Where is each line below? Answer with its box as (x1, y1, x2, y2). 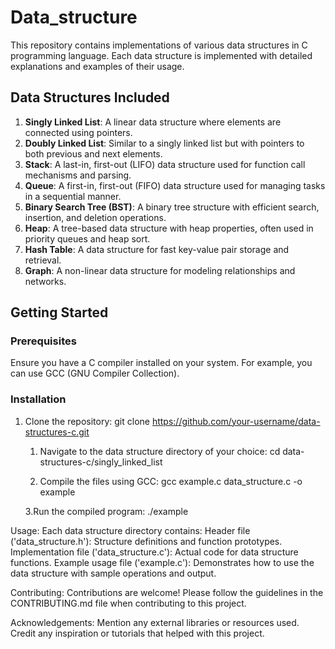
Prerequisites (10, 334, 77, 348)
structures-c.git (24, 426, 90, 438)
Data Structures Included (10, 89, 170, 106)
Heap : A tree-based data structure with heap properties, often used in (24, 222, 314, 234)
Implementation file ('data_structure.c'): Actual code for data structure (10, 546, 299, 558)
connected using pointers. (24, 126, 133, 138)
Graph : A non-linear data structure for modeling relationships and (24, 264, 296, 276)
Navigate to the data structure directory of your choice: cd (39, 445, 281, 457)
